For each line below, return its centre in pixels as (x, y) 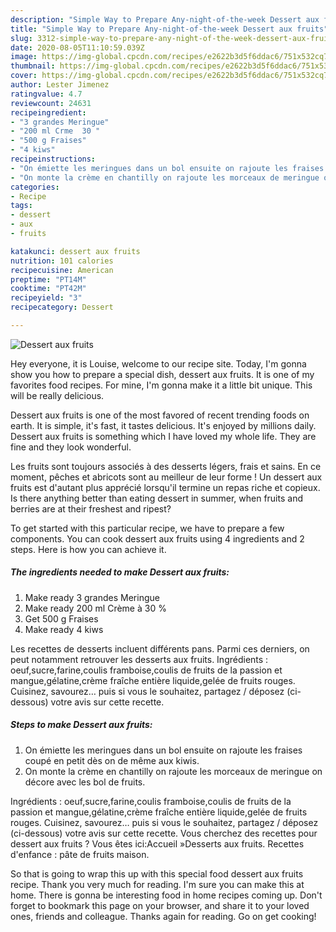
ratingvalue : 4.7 (46, 94)
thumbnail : (33, 66)
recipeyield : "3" (46, 298)
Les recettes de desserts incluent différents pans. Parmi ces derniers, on (160, 648)
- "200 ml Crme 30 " (55, 131)
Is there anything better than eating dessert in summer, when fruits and (156, 498)
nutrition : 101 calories (62, 261)
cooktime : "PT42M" (48, 289)
